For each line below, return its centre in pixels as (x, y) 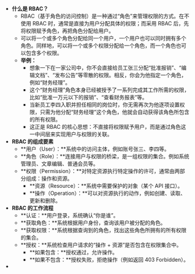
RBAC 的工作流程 (32, 208)
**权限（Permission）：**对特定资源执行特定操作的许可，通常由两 (100, 171)
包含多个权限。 (44, 53)
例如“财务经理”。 (50, 82)
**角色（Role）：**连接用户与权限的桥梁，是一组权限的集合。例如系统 (105, 156)
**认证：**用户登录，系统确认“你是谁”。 (69, 215)
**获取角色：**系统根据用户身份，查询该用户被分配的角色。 (93, 223)
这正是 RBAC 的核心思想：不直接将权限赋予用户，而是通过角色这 (108, 127)
